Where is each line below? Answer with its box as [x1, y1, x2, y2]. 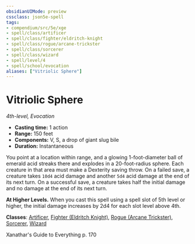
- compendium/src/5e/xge [6, 25, 67, 31]
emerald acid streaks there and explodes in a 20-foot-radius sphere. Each [6, 160, 184, 167]
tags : [6, 19, 19, 25]
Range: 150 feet [14, 130, 54, 137]
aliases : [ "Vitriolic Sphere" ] [6, 68, 82, 74]
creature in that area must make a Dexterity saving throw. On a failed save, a [6, 166, 190, 173]
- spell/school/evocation [6, 62, 69, 69]
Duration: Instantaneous [14, 142, 74, 149]
